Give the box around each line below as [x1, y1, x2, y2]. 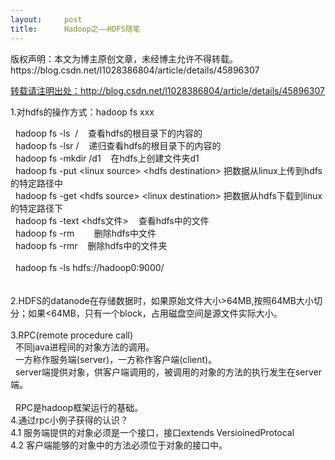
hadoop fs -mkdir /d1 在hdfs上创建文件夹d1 [14, 152, 200, 164]
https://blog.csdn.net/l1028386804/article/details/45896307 [10, 64, 260, 76]
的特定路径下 [10, 202, 63, 214]
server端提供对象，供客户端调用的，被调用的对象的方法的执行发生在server [14, 366, 323, 378]
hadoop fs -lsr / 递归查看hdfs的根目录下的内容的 [14, 139, 222, 151]
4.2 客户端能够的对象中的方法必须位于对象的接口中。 [10, 439, 228, 451]
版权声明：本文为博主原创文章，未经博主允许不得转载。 [10, 52, 238, 65]
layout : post [10, 14, 83, 25]
